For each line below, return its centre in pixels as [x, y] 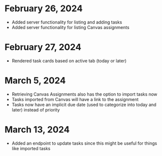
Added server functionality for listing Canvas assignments [70, 27]
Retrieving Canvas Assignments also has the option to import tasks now [84, 94]
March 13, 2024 [37, 130]
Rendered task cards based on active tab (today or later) [69, 61]
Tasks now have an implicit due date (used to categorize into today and [84, 104]
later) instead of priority [36, 110]
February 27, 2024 [43, 47]
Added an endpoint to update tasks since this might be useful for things [84, 143]
